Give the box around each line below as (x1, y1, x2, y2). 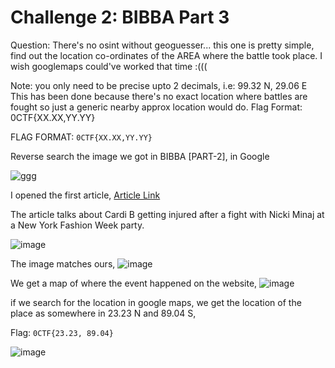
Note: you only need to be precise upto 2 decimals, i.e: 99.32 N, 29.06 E (10, 79, 308, 91)
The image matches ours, (10, 257, 116, 270)
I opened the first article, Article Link (10, 189, 161, 201)
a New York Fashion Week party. (10, 219, 145, 231)
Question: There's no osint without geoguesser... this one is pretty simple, (10, 39, 315, 51)
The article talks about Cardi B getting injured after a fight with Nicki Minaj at (10, 208, 325, 220)
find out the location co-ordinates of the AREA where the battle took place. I (10, 49, 323, 61)
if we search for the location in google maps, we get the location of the (10, 296, 302, 308)
